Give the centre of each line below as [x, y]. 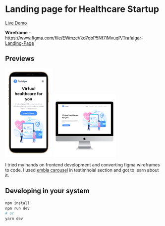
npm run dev [17, 208]
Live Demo [16, 23]
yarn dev [14, 219]
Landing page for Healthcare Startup [82, 9]
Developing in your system [47, 191]
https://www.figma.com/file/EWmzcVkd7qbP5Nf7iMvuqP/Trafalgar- [74, 38]
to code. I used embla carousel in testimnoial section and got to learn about [82, 170]
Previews [20, 59]
